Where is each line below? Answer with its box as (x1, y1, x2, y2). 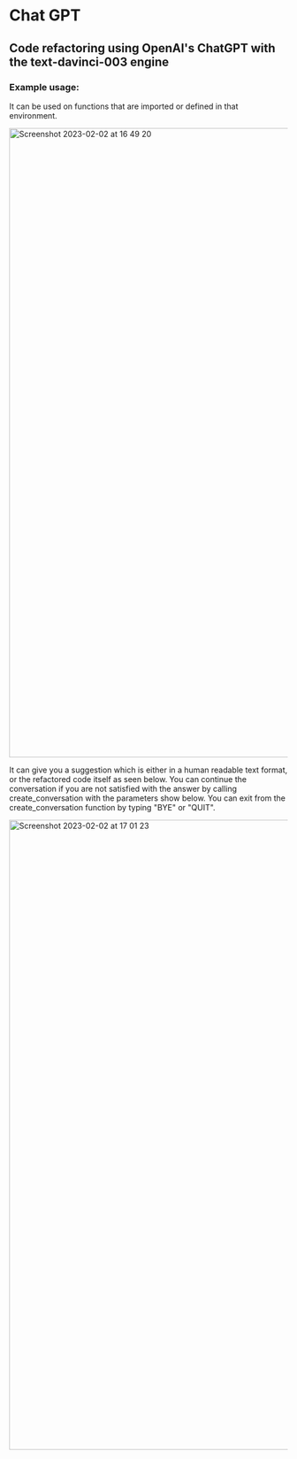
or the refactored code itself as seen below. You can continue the (9, 773, 247, 784)
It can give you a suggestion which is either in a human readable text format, (9, 764, 288, 775)
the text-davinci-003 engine (9, 54, 170, 69)
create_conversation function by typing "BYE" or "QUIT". (9, 802, 216, 812)
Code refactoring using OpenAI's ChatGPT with (9, 41, 276, 56)
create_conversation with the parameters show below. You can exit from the (9, 793, 286, 803)
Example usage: (9, 81, 80, 93)
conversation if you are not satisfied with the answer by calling (9, 783, 237, 794)
